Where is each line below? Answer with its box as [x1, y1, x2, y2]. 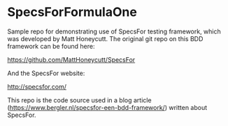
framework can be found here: [7, 42, 95, 50]
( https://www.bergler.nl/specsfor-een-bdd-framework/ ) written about [7, 103, 208, 111]
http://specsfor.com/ [7, 82, 66, 90]
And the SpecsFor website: [7, 69, 85, 77]
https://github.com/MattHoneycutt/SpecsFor [7, 55, 136, 63]
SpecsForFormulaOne [7, 4, 138, 20]
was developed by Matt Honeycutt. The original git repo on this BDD [7, 34, 204, 42]
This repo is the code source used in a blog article [7, 95, 152, 104]
